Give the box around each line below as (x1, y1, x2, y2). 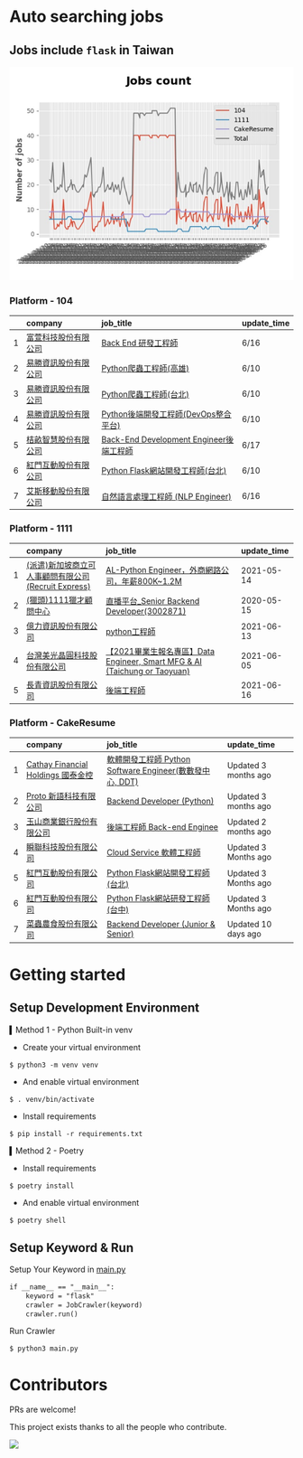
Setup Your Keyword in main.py (9, 1264, 126, 1275)
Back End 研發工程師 (101, 337, 179, 349)
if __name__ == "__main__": (9, 1283, 115, 1292)
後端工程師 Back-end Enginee (106, 822, 219, 832)
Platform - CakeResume (9, 716, 116, 729)
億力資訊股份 (26, 620, 75, 631)
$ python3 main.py (9, 1344, 78, 1353)
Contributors (9, 1374, 108, 1395)
